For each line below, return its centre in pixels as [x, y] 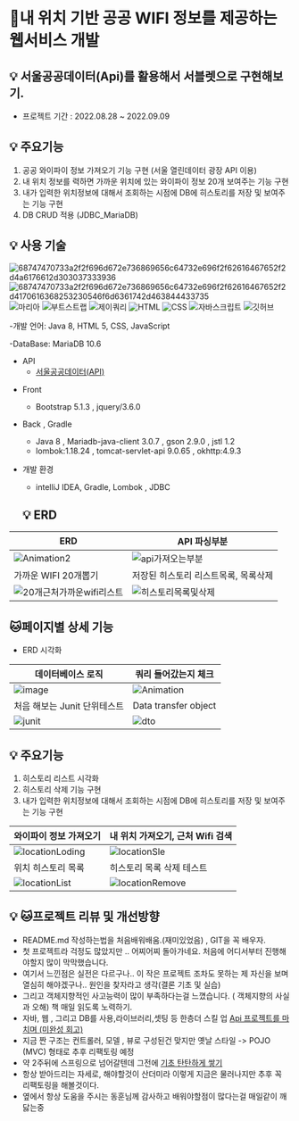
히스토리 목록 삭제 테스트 [158, 868]
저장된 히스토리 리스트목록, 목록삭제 [203, 576]
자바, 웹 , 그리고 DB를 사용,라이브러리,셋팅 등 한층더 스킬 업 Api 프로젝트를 [151, 1017]
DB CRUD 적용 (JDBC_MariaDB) [80, 214]
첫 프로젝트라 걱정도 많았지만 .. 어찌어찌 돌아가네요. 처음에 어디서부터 [142, 951]
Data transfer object [174, 706]
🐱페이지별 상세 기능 [62, 627]
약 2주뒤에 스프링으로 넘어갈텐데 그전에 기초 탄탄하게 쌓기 [122, 1062]
